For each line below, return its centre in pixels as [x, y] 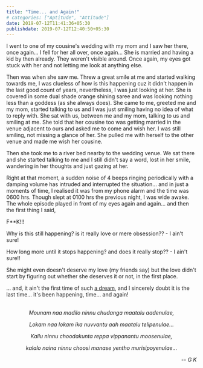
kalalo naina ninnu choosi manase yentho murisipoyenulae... [101, 348]
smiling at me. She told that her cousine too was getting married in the [94, 122]
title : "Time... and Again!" [43, 12]
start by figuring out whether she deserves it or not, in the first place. [92, 276]
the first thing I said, [31, 210]
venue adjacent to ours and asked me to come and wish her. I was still [94, 129]
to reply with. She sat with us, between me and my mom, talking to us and [98, 116]
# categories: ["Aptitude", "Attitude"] [58, 18]
